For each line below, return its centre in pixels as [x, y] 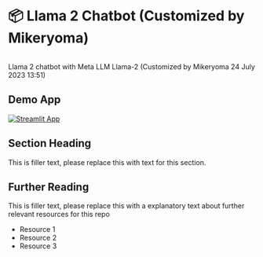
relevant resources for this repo [59, 215]
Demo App [35, 100]
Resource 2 [38, 238]
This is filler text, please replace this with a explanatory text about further [126, 206]
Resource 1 [37, 229]
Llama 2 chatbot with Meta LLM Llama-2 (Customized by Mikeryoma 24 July [131, 66]
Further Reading [49, 187]
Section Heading [50, 143]
